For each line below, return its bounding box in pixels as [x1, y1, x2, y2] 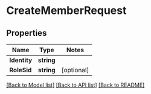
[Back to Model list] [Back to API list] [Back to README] [6, 81, 145, 89]
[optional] [61, 66, 89, 74]
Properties [6, 28, 47, 38]
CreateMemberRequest [6, 4, 127, 18]
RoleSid [9, 66, 32, 74]
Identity [9, 56, 33, 64]
